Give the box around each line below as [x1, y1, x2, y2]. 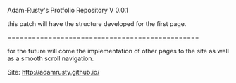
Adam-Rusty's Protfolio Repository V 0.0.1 [7, 6, 129, 14]
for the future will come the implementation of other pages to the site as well [7, 47, 229, 55]
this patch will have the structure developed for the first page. [7, 20, 187, 27]
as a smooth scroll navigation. [7, 54, 94, 63]
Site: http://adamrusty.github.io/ [7, 68, 100, 76]
